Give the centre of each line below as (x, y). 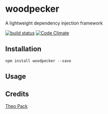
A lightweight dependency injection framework (54, 23)
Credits (17, 94)
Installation (23, 49)
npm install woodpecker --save (38, 61)
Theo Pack (16, 106)
